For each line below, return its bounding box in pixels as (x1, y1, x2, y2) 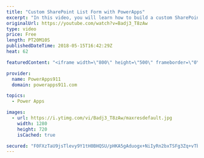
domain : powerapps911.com (12, 81, 78, 88)
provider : (6, 70, 32, 77)
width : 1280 (17, 120, 47, 126)
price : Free (6, 32, 36, 38)
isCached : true (17, 132, 56, 138)
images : (6, 109, 26, 115)
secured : (6, 143, 29, 149)
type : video (6, 26, 36, 32)
